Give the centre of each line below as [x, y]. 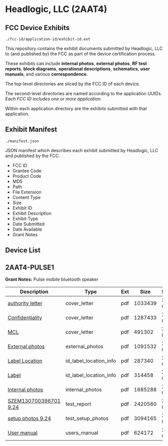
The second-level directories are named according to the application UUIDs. [84, 93]
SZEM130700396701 [34, 401]
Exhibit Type [25, 218]
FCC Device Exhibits [37, 28]
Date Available [27, 229]
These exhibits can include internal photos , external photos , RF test [76, 63]
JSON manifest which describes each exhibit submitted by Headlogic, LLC [82, 150]
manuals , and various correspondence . [46, 74]
